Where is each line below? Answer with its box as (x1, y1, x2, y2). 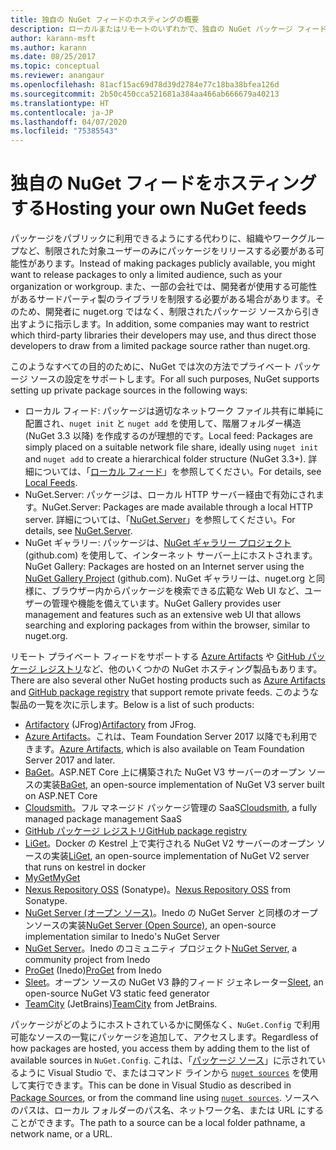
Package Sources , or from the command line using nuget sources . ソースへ (10, 1092, 320, 1104)
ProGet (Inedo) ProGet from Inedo (24, 964, 162, 976)
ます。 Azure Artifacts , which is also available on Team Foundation (33, 743, 305, 755)
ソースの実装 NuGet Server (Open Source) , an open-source (33, 919, 277, 931)
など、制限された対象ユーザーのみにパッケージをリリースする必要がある (18, 245, 317, 257)
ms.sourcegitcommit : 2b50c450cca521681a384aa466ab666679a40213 (10, 89, 280, 99)
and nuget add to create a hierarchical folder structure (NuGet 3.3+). (24, 453, 307, 465)
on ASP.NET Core (24, 790, 98, 802)
